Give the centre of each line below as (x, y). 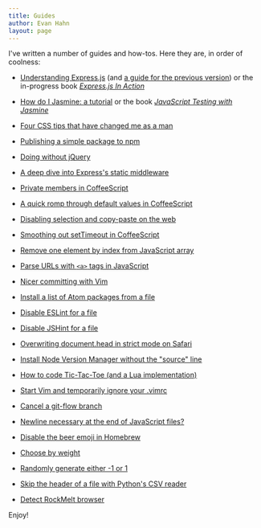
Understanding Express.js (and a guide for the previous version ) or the (137, 78)
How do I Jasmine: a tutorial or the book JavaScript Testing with (126, 102)
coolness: (24, 62)
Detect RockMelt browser (62, 500)
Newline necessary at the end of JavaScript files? (102, 422)
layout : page (30, 31)
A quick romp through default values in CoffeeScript (106, 204)
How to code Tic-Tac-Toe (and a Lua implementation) (108, 375)
